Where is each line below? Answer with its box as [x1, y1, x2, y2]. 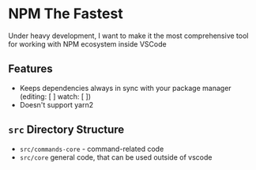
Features [8, 62, 53, 76]
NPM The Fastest [8, 5, 124, 23]
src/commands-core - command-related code [19, 144, 164, 153]
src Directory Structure [8, 123, 125, 137]
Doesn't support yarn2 [19, 100, 94, 109]
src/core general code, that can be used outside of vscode [19, 152, 213, 162]
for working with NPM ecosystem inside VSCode [8, 39, 168, 48]
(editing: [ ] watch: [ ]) [19, 92, 92, 101]
